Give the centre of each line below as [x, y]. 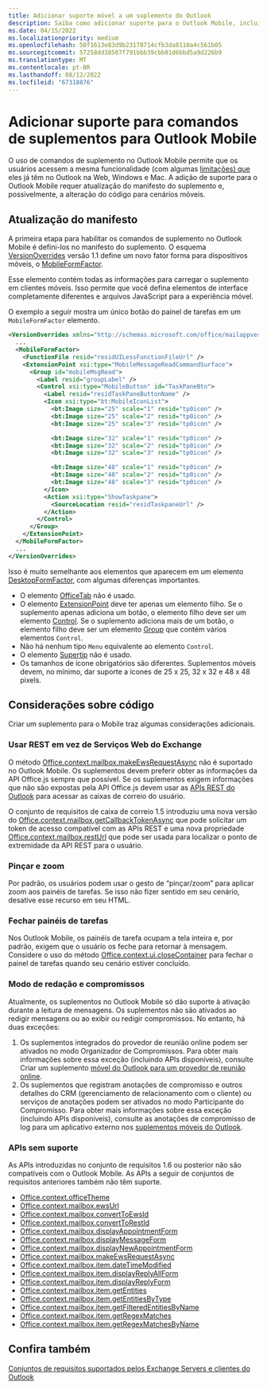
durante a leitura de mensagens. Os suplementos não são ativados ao [122, 1010]
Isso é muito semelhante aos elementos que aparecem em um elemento [126, 571]
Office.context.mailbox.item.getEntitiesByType [95, 1298]
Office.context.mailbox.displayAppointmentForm [99, 1231]
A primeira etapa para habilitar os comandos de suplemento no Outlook [125, 239]
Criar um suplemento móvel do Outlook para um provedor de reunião [133, 1067]
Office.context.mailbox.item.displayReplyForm [95, 1281]
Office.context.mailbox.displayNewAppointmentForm [106, 1248]
